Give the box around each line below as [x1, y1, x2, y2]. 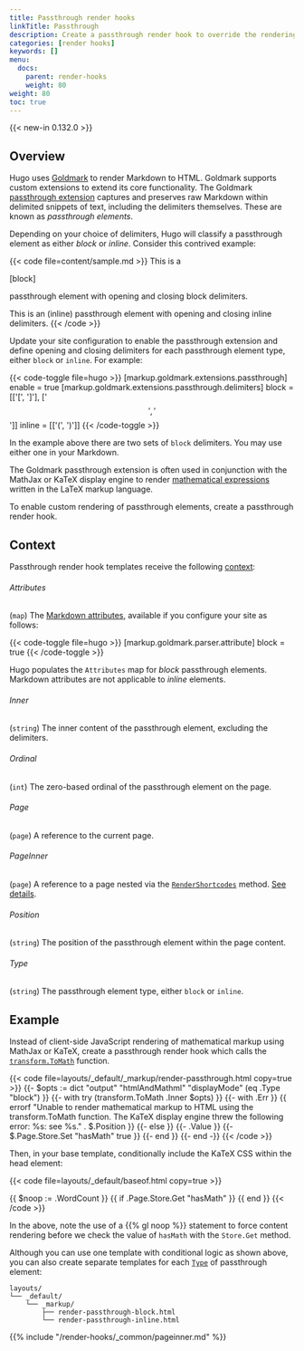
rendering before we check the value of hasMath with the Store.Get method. [9, 1230, 291, 1241]
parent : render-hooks [25, 72, 107, 81]
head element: [9, 1158, 63, 1169]
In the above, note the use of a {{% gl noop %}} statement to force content [9, 1220, 289, 1231]
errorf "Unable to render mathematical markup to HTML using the [9, 1102, 254, 1113]
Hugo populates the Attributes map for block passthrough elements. [9, 665, 268, 675]
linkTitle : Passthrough [9, 22, 100, 31]
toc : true [9, 97, 47, 107]
